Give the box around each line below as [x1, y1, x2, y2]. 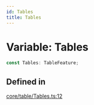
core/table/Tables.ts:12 [6, 92, 63, 100]
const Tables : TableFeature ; [6, 60, 79, 66]
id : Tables [6, 8, 34, 15]
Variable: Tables [6, 40, 89, 54]
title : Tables [6, 14, 42, 20]
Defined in [6, 76, 46, 87]
